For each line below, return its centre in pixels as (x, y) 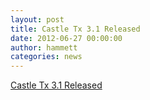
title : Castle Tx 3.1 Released (75, 29)
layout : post (37, 19)
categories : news (46, 57)
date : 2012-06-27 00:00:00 (66, 38)
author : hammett (44, 47)
